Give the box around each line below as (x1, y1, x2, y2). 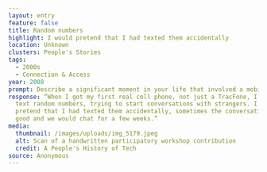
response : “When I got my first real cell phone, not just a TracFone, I (8, 93, 258, 101)
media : (8, 122, 30, 130)
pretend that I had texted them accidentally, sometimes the (15, 108, 222, 116)
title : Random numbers (8, 26, 83, 34)
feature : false (8, 19, 59, 27)
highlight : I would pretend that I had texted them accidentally (8, 33, 229, 42)
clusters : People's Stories (8, 48, 102, 56)
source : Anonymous (8, 151, 69, 159)
